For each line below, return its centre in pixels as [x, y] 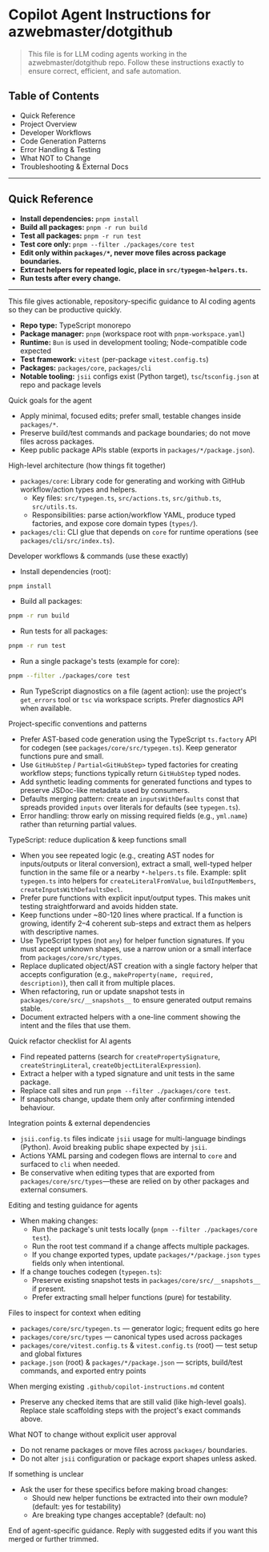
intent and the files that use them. [75, 1026]
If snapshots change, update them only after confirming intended [127, 1100]
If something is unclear [46, 1474]
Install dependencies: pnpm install [79, 219]
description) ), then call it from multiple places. [98, 983]
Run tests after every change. [70, 278]
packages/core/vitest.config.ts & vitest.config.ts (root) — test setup [139, 1345]
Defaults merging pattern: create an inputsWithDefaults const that [129, 799]
